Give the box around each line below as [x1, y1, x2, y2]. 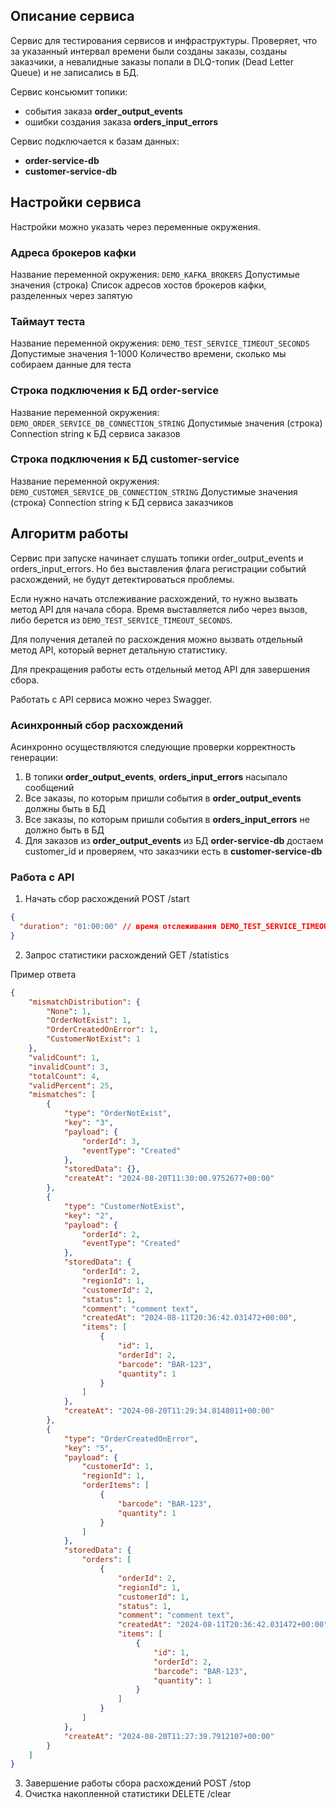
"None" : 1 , [46, 1006, 92, 1016]
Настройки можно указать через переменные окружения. [10, 220, 261, 233]
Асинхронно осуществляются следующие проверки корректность [10, 740, 296, 753]
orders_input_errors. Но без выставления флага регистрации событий [10, 562, 307, 574]
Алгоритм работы [10, 525, 129, 543]
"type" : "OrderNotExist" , [63, 1109, 172, 1119]
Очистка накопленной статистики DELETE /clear [24, 1788, 232, 1800]
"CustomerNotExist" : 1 [46, 1034, 141, 1044]
